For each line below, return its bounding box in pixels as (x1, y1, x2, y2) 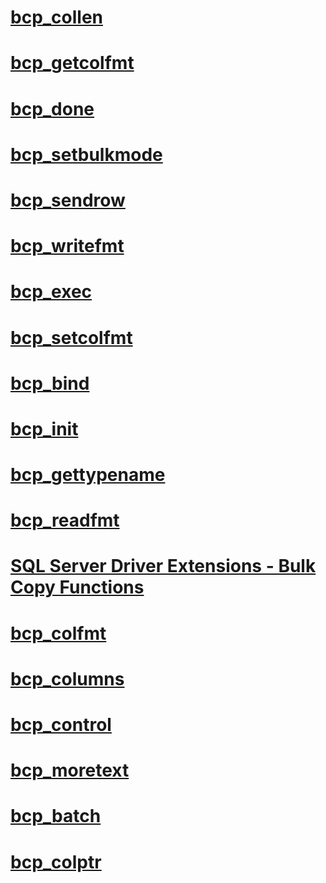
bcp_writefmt (10, 235, 125, 258)
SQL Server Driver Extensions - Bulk (10, 555, 317, 578)
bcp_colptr (10, 851, 102, 873)
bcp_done (10, 97, 95, 120)
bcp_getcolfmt (10, 52, 135, 75)
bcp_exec (10, 281, 93, 303)
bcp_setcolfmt (10, 326, 133, 349)
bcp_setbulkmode (10, 143, 163, 166)
